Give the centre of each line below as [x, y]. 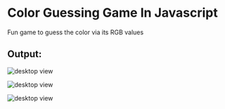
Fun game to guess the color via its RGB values [76, 32]
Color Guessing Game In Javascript [112, 13]
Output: [25, 54]
